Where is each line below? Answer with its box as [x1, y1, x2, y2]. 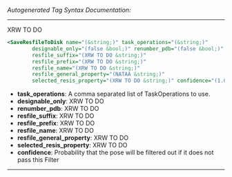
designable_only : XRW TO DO [17, 97, 104, 105]
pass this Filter [17, 156, 59, 164]
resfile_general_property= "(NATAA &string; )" [32, 71, 166, 78]
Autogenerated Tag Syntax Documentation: [7, 6, 131, 14]
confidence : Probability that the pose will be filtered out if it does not [17, 148, 214, 157]
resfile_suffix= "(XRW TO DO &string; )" [32, 52, 147, 59]
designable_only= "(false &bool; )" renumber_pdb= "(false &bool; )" [32, 45, 224, 52]
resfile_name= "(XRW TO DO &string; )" [32, 65, 140, 72]
